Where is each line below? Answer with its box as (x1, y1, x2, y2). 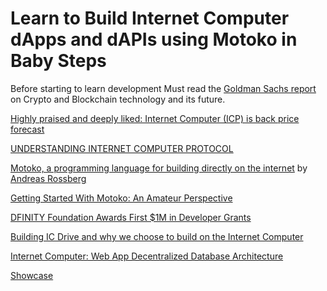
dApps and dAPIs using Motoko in (10, 28, 298, 51)
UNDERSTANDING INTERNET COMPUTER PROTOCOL (10, 142, 234, 154)
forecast (10, 123, 45, 135)
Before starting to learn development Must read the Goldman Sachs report (10, 82, 317, 94)
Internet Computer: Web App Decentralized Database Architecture (10, 250, 284, 262)
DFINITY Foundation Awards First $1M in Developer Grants (10, 211, 252, 223)
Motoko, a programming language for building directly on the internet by (10, 162, 308, 174)
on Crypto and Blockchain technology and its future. (10, 93, 226, 105)
